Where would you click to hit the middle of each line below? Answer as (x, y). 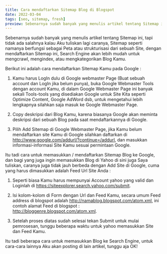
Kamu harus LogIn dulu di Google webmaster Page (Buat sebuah (79, 78)
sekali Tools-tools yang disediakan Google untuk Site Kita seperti (79, 94)
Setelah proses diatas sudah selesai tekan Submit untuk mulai (76, 221)
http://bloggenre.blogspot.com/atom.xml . (55, 211)
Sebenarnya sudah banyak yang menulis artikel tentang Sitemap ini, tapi (79, 38)
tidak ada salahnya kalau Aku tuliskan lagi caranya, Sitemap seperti (74, 43)
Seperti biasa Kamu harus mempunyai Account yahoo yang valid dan (83, 180)
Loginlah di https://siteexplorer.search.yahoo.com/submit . (72, 186)
